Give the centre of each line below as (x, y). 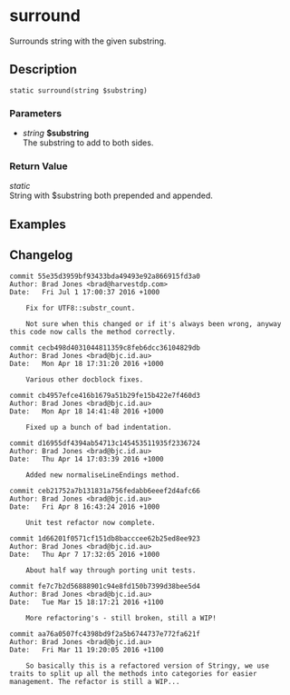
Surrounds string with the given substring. (88, 41)
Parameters (35, 113)
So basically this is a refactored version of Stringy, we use (148, 665)
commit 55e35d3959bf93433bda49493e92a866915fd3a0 (105, 276)
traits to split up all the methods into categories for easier (133, 673)
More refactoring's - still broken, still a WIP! (121, 618)
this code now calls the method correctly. (93, 332)
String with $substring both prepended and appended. (111, 195)
